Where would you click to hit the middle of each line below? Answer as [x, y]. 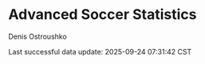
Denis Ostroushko [38, 36]
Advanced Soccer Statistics [102, 15]
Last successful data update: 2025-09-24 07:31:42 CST [100, 51]
